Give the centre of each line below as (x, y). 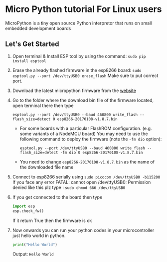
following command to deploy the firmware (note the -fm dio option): (91, 139)
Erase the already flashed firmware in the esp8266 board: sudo (77, 70)
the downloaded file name (47, 167)
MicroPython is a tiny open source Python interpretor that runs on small (79, 23)
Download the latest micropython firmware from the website (74, 90)
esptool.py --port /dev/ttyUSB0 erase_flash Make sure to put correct (85, 75)
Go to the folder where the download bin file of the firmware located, (83, 100)
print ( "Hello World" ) (35, 244)
